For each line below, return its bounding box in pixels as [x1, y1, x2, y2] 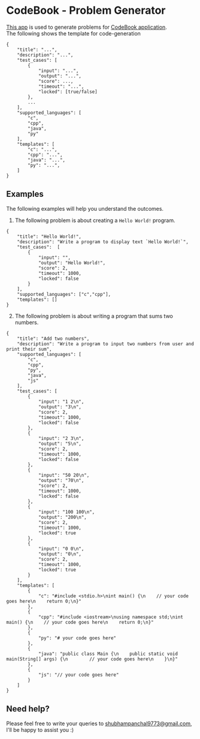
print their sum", [6, 346, 52, 352]
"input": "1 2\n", [38, 399, 84, 405]
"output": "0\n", [38, 550, 82, 557]
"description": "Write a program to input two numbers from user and [17, 340, 195, 347]
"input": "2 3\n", [38, 435, 84, 441]
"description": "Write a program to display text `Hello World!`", [17, 238, 189, 245]
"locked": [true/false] [38, 88, 98, 95]
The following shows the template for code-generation [6, 29, 141, 37]
